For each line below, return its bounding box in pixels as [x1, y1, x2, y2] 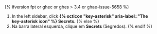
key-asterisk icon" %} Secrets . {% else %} [11, 19, 100, 24]
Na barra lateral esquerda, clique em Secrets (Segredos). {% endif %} [11, 23, 153, 29]
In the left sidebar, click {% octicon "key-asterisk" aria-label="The [11, 13, 148, 19]
